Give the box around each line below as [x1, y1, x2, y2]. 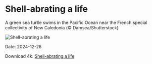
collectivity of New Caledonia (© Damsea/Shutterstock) [5, 24, 119, 30]
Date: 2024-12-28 [5, 43, 42, 49]
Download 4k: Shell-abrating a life [5, 53, 75, 59]
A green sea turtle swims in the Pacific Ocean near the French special [5, 20, 148, 25]
